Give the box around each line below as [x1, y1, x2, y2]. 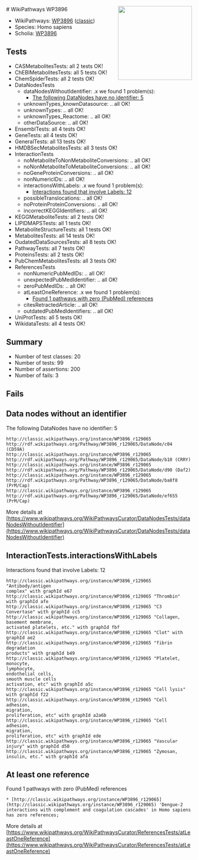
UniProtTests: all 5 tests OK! [14, 313, 82, 321]
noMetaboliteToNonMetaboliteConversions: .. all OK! [23, 157, 151, 164]
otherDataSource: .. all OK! [23, 119, 88, 126]
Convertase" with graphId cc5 [6, 609, 81, 615]
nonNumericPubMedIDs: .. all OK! [23, 270, 105, 277]
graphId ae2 [6, 635, 35, 641]
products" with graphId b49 [6, 650, 75, 656]
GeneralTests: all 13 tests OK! [14, 138, 86, 145]
